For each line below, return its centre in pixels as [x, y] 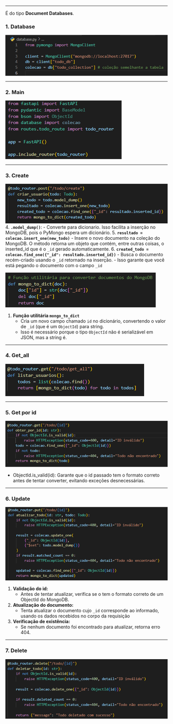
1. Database [20, 26]
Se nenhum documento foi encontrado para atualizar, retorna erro [90, 627]
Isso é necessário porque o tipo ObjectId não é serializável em [87, 332]
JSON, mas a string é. [44, 337]
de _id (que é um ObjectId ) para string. [62, 326]
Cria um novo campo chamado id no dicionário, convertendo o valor [93, 321]
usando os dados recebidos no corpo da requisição [75, 616]
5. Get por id [21, 412]
